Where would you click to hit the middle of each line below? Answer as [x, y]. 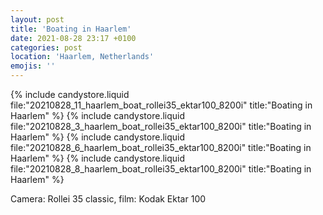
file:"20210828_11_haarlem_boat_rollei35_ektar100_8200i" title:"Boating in [161, 105]
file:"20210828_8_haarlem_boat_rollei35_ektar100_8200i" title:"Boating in [161, 169]
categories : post [46, 47]
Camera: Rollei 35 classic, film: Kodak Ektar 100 [108, 199]
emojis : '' [33, 66]
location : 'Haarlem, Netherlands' [82, 57]
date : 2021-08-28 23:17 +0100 [73, 38]
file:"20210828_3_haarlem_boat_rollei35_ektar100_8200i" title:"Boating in [161, 126]
